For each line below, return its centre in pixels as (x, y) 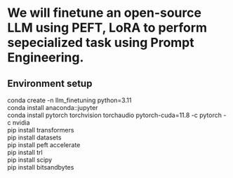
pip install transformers (41, 130)
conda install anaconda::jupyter (53, 108)
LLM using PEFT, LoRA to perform (107, 28)
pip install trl (25, 152)
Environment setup (50, 83)
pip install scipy (30, 160)
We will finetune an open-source (105, 13)
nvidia (21, 123)
